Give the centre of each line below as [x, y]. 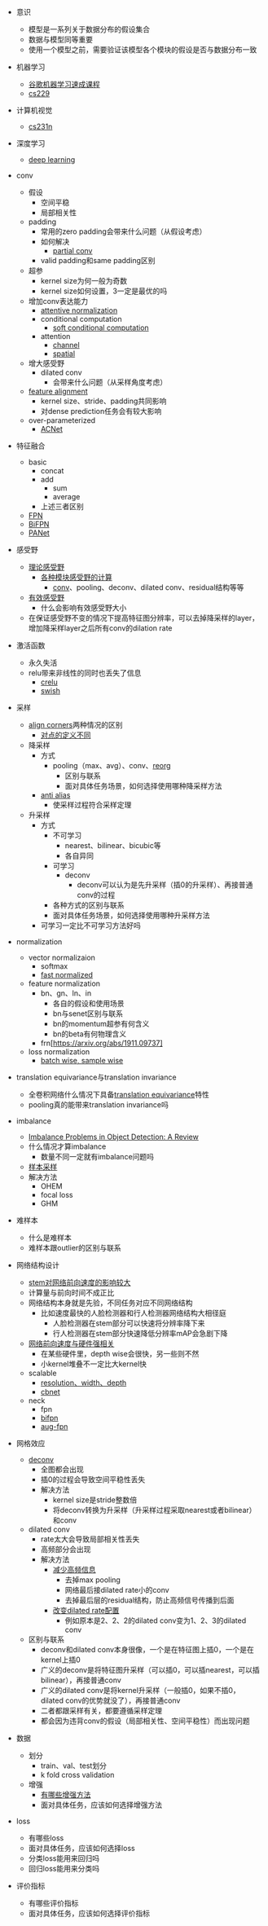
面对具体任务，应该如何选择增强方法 [101, 1805]
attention [55, 336]
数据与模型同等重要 [61, 40]
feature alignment [58, 391]
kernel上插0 [61, 1660]
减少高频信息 [74, 1570]
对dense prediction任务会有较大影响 [101, 411]
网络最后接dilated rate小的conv [117, 1590]
